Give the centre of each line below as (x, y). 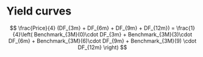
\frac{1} (185, 28)
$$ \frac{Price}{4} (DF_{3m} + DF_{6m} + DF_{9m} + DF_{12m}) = (92, 28)
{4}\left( (23, 34)
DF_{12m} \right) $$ (102, 47)
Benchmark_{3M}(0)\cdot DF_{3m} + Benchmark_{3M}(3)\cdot (113, 34)
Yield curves (39, 11)
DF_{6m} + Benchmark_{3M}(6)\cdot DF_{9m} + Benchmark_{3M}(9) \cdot (102, 41)
